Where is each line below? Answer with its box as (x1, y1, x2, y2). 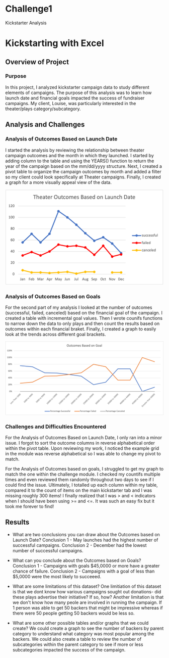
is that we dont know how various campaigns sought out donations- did (12, 588, 161, 594)
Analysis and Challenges (5, 120, 85, 129)
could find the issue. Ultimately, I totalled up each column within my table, (5, 482, 158, 488)
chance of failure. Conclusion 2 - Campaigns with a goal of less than (12, 568, 155, 574)
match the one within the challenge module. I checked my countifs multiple (5, 471, 161, 478)
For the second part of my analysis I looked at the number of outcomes (5, 304, 152, 311)
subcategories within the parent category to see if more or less (12, 641, 143, 647)
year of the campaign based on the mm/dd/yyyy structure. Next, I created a (5, 163, 162, 169)
